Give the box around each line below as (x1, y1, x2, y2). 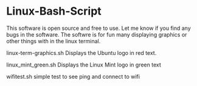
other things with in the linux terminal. (6, 37, 101, 45)
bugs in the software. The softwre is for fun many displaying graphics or (6, 30, 187, 38)
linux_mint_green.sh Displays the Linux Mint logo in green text (6, 61, 161, 68)
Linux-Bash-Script (6, 4, 102, 18)
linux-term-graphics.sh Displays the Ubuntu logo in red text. (6, 49, 157, 56)
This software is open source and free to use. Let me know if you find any (6, 24, 192, 32)
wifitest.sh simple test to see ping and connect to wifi (6, 73, 140, 80)
